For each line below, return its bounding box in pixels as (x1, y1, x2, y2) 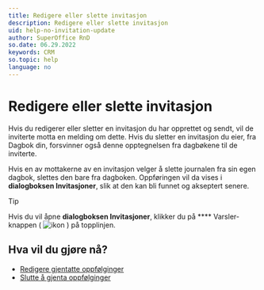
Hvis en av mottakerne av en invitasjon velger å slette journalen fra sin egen (8, 164, 256, 174)
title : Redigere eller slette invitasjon (8, 11, 147, 20)
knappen (8, 219, 37, 230)
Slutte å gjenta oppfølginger (19, 273, 111, 282)
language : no (8, 63, 52, 71)
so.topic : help (8, 56, 59, 64)
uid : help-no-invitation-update (8, 26, 115, 34)
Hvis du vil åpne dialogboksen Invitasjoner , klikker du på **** (8, 212, 212, 221)
